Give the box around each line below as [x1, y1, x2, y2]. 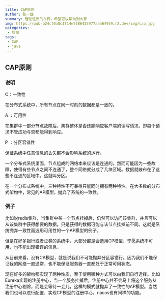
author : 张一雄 [5, 12, 34, 17]
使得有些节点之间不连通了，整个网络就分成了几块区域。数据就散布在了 [13, 167, 156, 172]
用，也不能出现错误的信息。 [5, 244, 61, 250]
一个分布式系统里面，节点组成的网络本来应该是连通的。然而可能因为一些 [5, 161, 151, 167]
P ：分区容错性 [5, 139, 35, 145]
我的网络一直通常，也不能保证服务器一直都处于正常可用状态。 [9, 261, 134, 267]
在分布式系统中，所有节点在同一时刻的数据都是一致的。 [5, 102, 117, 108]
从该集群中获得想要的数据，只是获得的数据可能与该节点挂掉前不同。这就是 [5, 221, 156, 227]
